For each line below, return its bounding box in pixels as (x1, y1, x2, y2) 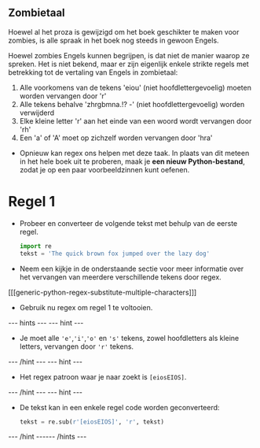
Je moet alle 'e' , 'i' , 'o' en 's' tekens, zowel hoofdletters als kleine (19, 333, 240, 342)
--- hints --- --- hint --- (8, 318, 84, 328)
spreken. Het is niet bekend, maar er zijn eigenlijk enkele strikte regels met (8, 59, 249, 68)
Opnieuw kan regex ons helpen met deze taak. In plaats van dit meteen (19, 148, 250, 157)
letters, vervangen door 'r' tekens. (19, 342, 134, 351)
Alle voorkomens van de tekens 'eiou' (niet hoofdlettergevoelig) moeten (19, 83, 251, 92)
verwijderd (19, 108, 55, 117)
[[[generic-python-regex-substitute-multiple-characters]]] (8, 287, 197, 297)
